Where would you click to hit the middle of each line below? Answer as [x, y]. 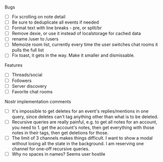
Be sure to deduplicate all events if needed [55, 22]
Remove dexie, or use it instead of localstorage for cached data [76, 34]
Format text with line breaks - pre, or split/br [57, 28]
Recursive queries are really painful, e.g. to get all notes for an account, [84, 122]
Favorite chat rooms [32, 91]
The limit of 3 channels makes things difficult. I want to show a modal [82, 138]
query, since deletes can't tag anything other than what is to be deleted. [85, 117]
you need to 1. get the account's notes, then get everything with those [83, 127]
